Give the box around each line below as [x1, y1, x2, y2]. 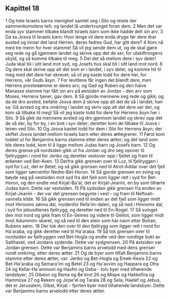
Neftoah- [135, 190, 155, 196]
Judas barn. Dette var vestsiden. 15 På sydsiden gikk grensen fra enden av [5, 185, 162, 191]
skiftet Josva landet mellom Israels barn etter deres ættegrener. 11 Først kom [5, 131, 165, 137]
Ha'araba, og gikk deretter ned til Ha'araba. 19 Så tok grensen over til [5, 228, 150, 234]
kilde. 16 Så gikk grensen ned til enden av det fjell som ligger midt [23, 196, 160, 202]
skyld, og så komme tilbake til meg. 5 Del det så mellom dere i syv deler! [5, 55, 156, 62]
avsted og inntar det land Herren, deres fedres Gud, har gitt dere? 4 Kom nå [5, 39, 163, 45]
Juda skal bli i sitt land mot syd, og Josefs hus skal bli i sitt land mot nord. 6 [5, 61, 163, 67]
